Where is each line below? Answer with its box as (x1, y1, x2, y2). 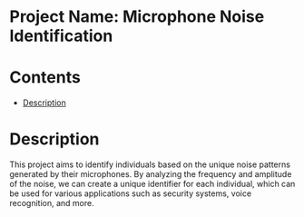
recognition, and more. (9, 198, 94, 209)
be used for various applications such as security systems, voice (9, 188, 252, 199)
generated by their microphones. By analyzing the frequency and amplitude (9, 169, 292, 180)
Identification (9, 25, 113, 46)
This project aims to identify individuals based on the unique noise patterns (9, 159, 290, 170)
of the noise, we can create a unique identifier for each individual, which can (9, 179, 296, 190)
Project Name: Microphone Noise (9, 6, 265, 27)
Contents (9, 67, 82, 88)
